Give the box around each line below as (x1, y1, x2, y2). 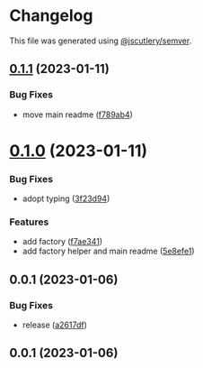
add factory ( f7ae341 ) (22, 236, 103, 247)
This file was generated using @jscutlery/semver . (9, 35, 192, 46)
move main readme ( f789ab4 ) (22, 109, 133, 120)
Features (9, 216, 49, 228)
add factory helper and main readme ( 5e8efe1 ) (22, 245, 195, 257)
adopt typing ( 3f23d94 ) (22, 193, 110, 204)
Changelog (9, 5, 93, 26)
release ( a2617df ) (22, 319, 88, 330)
